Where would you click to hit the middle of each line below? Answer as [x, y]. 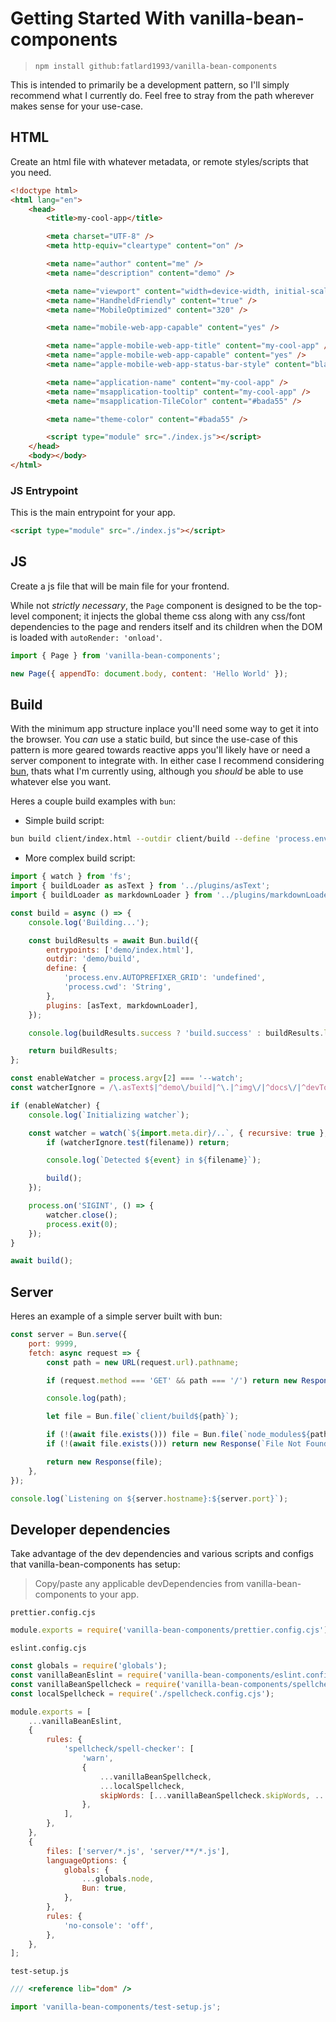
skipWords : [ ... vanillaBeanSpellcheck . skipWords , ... [214, 1795]
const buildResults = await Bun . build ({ [113, 940]
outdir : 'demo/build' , [93, 959]
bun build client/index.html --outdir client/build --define [140, 839]
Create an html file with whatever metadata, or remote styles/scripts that [159, 161]
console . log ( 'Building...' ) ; [89, 922]
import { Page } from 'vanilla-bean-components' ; [116, 655]
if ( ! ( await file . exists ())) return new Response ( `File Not [174, 1444]
